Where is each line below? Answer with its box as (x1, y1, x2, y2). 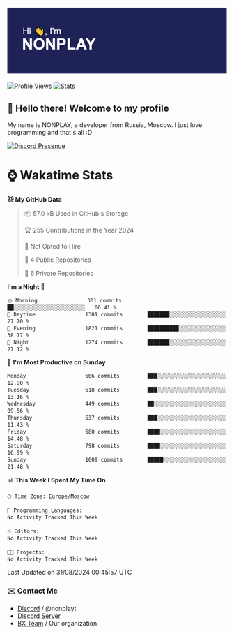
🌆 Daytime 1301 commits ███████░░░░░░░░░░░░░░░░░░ (7, 311, 226, 318)
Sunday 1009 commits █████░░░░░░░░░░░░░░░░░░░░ (7, 456, 226, 463)
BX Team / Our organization (17, 619, 97, 628)
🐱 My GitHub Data (7, 195, 63, 203)
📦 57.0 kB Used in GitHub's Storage (24, 209, 129, 217)
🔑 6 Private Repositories (24, 269, 94, 277)
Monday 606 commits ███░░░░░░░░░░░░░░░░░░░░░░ (7, 372, 226, 379)
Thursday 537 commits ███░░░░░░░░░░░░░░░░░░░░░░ (7, 414, 226, 421)
